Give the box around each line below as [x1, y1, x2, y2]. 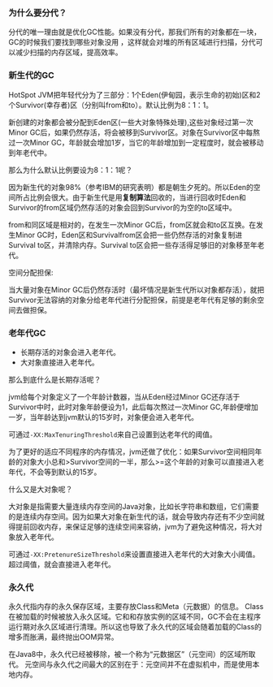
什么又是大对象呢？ [8, 484, 73, 494]
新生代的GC [8, 70, 54, 81]
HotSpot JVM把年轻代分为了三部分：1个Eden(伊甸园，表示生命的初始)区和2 [8, 89, 262, 99]
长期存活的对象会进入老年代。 [19, 347, 120, 356]
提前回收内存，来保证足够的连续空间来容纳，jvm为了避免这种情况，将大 [15, 521, 256, 531]
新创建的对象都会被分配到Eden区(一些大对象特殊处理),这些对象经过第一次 [8, 117, 253, 127]
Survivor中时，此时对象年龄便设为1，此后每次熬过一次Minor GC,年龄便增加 [8, 402, 258, 412]
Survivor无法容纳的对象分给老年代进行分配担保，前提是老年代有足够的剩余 [8, 295, 258, 305]
